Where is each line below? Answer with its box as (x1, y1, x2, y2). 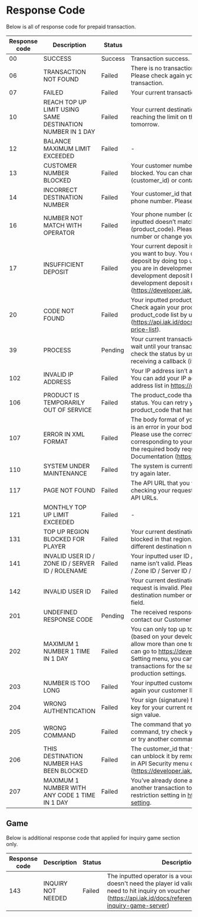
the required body (130, 445, 181, 453)
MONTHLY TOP (43, 503, 87, 511)
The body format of (130, 415, 184, 423)
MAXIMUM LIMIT (43, 144, 91, 152)
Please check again (130, 71, 185, 80)
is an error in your (130, 423, 180, 431)
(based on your (130, 632, 173, 641)
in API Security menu (130, 759, 189, 768)
